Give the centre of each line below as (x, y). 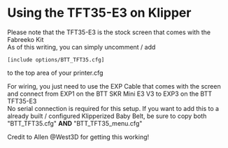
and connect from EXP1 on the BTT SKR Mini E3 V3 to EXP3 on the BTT (110, 94)
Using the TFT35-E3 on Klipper (99, 13)
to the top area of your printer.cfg (55, 73)
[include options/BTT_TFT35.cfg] (56, 60)
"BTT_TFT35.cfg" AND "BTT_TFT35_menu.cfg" (75, 123)
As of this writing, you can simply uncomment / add (81, 47)
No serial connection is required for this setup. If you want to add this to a (113, 108)
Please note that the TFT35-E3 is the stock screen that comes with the (109, 32)
